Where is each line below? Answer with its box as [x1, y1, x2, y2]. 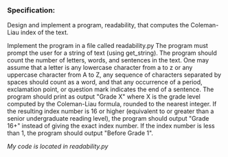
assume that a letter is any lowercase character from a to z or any [7, 64, 193, 72]
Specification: [7, 5, 56, 15]
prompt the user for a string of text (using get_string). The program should [7, 49, 218, 57]
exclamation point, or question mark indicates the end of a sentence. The [7, 85, 214, 94]
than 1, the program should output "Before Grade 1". [7, 129, 153, 137]
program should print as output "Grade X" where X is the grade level [7, 93, 201, 101]
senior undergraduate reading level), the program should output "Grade [7, 114, 209, 123]
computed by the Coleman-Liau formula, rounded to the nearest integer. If [7, 100, 217, 108]
